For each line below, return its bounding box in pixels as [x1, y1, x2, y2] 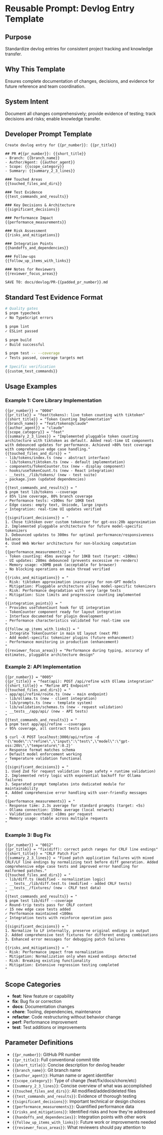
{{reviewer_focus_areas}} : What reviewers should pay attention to [12, 1124, 146, 1130]
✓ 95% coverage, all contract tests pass [5, 726, 91, 731]
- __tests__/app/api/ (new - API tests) [5, 709, 89, 714]
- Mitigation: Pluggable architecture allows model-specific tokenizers [5, 583, 156, 589]
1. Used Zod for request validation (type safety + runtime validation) [5, 769, 156, 774]
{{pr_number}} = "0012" [5, 843, 54, 848]
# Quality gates [5, 306, 38, 311]
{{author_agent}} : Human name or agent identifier [12, 1072, 114, 1078]
